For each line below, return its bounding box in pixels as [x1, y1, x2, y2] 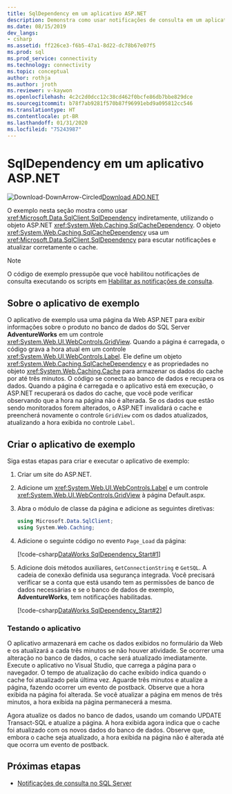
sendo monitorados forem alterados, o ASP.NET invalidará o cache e [7, 404, 202, 412]
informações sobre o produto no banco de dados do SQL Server [7, 323, 191, 332]
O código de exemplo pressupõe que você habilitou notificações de [7, 270, 200, 278]
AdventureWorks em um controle [7, 330, 104, 339]
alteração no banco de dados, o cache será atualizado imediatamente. [7, 654, 208, 662]
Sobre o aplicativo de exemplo [7, 297, 140, 309]
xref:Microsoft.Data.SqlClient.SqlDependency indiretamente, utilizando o [7, 214, 214, 222]
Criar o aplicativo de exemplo [7, 438, 136, 450]
